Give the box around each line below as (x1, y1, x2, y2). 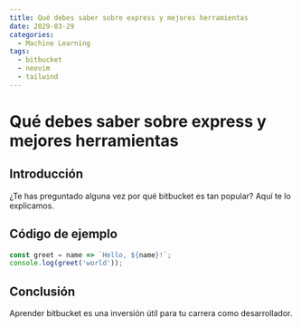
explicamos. (9, 200, 54, 211)
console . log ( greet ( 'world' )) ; (9, 259, 124, 268)
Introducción (9, 167, 84, 182)
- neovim (17, 64, 51, 73)
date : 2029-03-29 (9, 22, 75, 31)
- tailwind (17, 72, 59, 82)
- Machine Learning (17, 38, 91, 48)
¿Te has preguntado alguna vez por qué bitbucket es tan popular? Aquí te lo (9, 190, 291, 201)
